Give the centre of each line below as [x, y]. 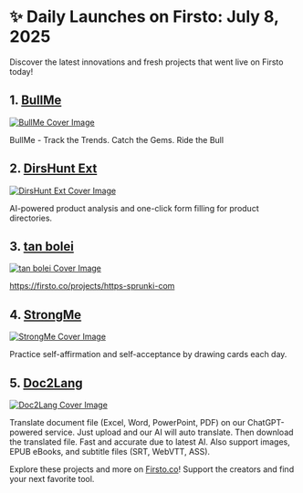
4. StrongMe [46, 315]
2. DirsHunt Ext [53, 169]
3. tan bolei [42, 246]
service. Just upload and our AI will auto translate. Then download [169, 432]
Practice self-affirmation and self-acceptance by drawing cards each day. [148, 354]
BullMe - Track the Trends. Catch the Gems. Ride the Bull [117, 139]
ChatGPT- [266, 422]
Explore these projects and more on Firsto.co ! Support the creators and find [152, 469]
